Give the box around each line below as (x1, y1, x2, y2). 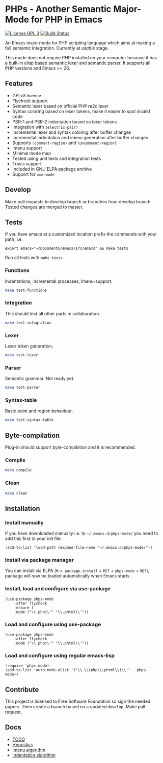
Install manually (5, 519, 44, 526)
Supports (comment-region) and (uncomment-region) (12, 140, 117, 146)
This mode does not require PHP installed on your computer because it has (5, 54, 157, 60)
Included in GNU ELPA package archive (12, 166, 92, 172)
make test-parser (5, 385, 41, 390)
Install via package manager (5, 557, 74, 563)
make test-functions (5, 288, 48, 293)
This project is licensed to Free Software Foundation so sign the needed (5, 698, 151, 704)
